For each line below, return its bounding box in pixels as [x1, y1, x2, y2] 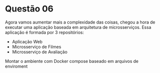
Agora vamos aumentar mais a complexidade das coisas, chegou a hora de [5, 19, 156, 25]
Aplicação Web [12, 38, 43, 44]
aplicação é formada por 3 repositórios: [5, 29, 84, 35]
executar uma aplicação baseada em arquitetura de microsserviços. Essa [5, 24, 151, 30]
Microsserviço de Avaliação [12, 49, 68, 55]
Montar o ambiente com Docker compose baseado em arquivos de [5, 58, 139, 64]
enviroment [5, 63, 28, 69]
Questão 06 [5, 3, 54, 14]
